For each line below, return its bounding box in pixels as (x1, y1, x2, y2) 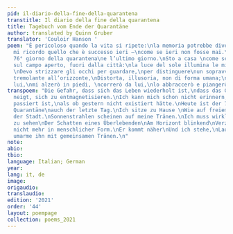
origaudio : (7, 184, 39, 191)
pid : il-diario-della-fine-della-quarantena (7, 10, 138, 17)
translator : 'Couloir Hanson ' (7, 36, 98, 43)
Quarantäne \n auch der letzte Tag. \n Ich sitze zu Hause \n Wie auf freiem (13, 107, 228, 114)
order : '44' (7, 204, 42, 210)
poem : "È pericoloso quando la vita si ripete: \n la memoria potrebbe (7, 42, 213, 49)
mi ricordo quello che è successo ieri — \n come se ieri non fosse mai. (13, 49, 225, 56)
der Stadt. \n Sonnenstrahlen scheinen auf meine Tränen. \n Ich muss (13, 113, 209, 120)
